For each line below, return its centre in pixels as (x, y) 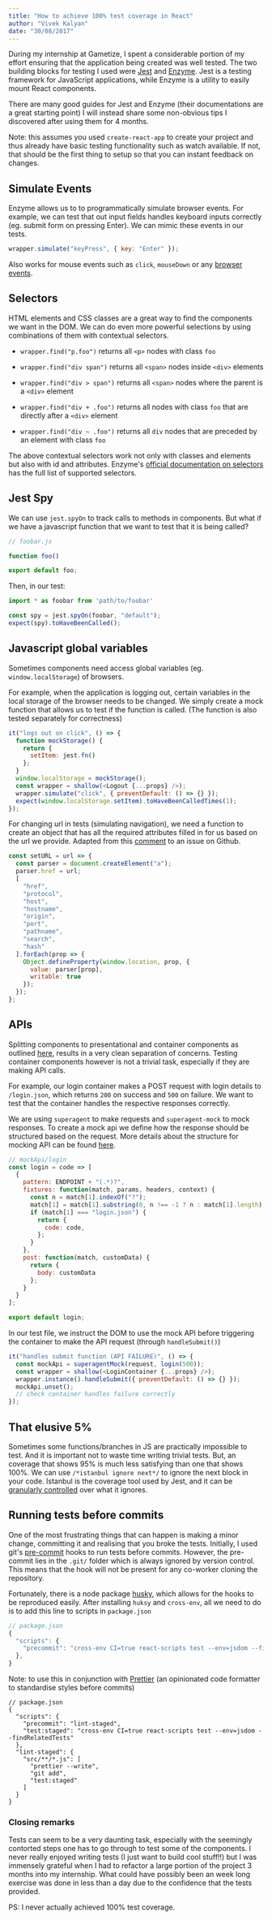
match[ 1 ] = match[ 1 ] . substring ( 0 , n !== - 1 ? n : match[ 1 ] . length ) (146, 1205)
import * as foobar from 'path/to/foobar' (81, 601)
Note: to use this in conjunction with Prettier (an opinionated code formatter (134, 1679)
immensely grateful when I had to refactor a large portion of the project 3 (130, 1866)
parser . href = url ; (49, 872)
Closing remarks (42, 1822)
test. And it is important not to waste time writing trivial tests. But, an (122, 1455)
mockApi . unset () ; (45, 1387)
